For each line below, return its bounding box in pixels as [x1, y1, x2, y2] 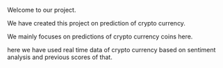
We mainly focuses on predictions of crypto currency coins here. [7, 32, 193, 41]
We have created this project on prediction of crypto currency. [7, 19, 186, 27]
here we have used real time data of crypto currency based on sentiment [7, 46, 216, 54]
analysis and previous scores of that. [7, 53, 113, 61]
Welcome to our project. [7, 6, 76, 14]
